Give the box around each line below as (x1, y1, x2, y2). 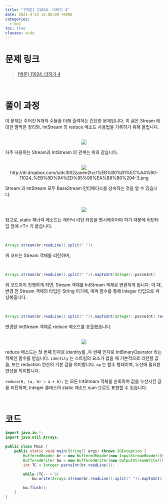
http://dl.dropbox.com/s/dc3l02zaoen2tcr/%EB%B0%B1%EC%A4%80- (9, 169, 158, 175)
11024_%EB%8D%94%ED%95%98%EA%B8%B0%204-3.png (19, 174, 149, 180)
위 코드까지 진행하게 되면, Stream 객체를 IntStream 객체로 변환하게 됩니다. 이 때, (5, 281, 162, 287)
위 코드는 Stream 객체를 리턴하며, (5, 252, 71, 258)
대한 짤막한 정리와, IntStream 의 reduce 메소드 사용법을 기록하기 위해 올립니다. (5, 123, 159, 130)
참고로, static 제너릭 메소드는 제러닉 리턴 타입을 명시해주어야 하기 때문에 (5, 216, 146, 222)
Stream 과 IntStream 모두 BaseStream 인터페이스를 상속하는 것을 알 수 (5, 185, 144, 191)
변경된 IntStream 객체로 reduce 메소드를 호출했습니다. (5, 323, 111, 329)
